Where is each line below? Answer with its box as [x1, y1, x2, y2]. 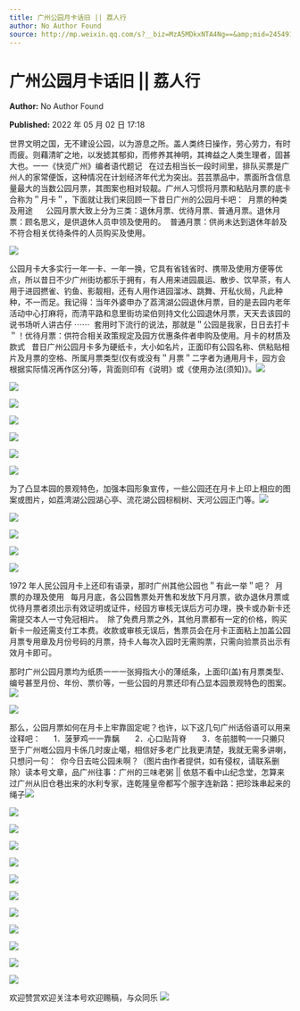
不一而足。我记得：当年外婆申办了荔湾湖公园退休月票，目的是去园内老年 [24, 297, 291, 308]
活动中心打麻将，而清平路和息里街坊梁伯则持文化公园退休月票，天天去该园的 [9, 308, 291, 319]
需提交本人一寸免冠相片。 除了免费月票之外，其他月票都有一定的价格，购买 [9, 614, 287, 625]
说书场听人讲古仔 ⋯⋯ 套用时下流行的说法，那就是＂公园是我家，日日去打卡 [9, 319, 290, 330]
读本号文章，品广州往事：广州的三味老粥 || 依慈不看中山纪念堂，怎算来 [24, 767, 286, 778]
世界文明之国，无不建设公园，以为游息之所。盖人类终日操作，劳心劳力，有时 [9, 138, 291, 149]
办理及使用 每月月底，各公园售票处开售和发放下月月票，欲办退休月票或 [24, 591, 290, 603]
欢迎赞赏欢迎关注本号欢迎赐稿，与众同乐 [9, 992, 158, 1003]
